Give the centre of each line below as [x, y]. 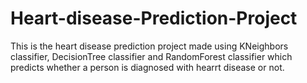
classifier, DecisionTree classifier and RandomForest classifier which [151, 56]
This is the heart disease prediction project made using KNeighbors [149, 46]
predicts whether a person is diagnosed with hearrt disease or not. [147, 67]
